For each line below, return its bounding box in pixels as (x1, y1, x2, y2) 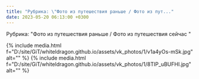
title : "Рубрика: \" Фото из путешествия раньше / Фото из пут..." (6, 8, 174, 15)
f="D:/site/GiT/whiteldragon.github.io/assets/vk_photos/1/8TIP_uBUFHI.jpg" (6, 60, 192, 68)
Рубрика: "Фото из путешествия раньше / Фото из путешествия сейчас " (6, 30, 191, 37)
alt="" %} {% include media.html (6, 54, 86, 61)
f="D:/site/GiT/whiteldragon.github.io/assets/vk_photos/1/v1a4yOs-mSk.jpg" (6, 48, 193, 55)
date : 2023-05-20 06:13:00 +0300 (6, 14, 89, 20)
